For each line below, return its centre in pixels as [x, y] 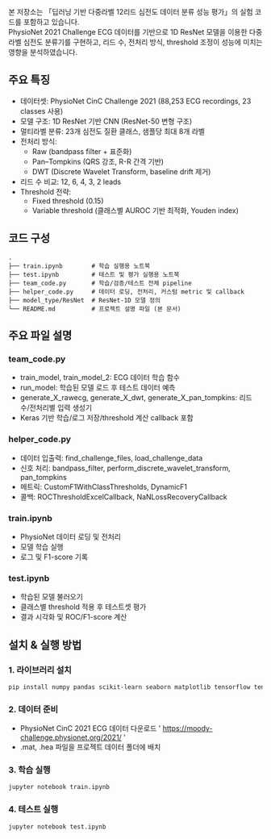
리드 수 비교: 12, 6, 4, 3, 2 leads [71, 182]
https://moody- [188, 728]
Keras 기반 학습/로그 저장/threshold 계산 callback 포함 [106, 418]
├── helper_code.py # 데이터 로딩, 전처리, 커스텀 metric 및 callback [126, 292]
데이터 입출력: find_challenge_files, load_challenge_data [111, 457]
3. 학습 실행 [29, 770]
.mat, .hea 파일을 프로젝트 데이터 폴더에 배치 [90, 747]
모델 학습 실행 [42, 546]
